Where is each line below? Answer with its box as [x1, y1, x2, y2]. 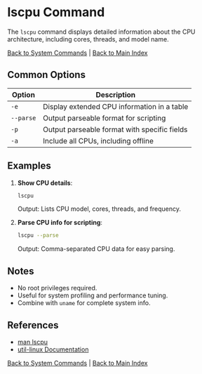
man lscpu [17, 337, 48, 346]
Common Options [7, 69, 86, 81]
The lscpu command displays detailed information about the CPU [7, 27, 196, 36]
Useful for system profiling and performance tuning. [17, 291, 168, 299]
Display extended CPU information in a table [43, 101, 189, 111]
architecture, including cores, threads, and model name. [7, 34, 170, 43]
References [7, 319, 59, 331]
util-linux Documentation [17, 345, 89, 354]
